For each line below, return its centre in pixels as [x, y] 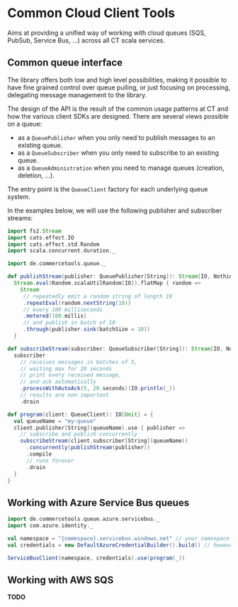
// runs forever [50, 461]
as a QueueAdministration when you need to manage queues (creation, [121, 168]
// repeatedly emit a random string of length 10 [98, 296]
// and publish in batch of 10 [69, 323]
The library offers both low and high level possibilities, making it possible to [117, 80]
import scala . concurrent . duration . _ [61, 251]
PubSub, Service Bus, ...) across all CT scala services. [86, 40]
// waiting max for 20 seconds [66, 369]
